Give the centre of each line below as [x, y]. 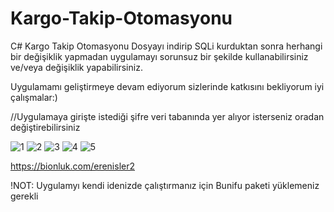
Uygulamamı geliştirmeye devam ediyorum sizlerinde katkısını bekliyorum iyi [167, 86]
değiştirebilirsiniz [45, 127]
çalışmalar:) [34, 97]
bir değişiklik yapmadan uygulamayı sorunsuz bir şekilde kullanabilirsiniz [159, 56]
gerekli [24, 196]
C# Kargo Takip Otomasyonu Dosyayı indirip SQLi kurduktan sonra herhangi [166, 46]
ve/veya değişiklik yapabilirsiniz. [76, 67]
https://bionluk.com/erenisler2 [73, 166]
